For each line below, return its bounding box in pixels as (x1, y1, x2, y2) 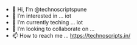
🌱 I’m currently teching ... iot (12, 19, 83, 26)
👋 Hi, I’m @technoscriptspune (12, 6, 87, 13)
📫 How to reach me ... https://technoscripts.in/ (12, 32, 131, 39)
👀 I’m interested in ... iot (12, 12, 72, 19)
